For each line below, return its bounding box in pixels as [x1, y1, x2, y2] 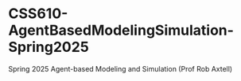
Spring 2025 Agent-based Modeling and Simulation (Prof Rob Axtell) [8, 64, 233, 73]
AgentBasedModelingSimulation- [8, 21, 235, 39]
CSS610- [8, 5, 68, 23]
